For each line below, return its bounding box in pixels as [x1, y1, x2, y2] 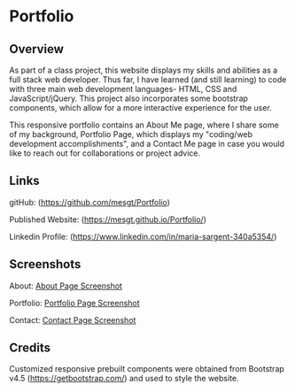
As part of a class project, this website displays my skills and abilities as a [9, 65, 278, 75]
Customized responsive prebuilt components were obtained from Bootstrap [9, 364, 285, 374]
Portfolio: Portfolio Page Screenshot [9, 297, 140, 308]
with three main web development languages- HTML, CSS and [9, 84, 237, 94]
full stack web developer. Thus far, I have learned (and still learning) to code [9, 74, 287, 85]
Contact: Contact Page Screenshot [9, 314, 136, 325]
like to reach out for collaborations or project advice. [9, 148, 201, 158]
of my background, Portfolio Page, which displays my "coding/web [9, 129, 253, 139]
